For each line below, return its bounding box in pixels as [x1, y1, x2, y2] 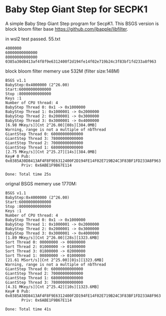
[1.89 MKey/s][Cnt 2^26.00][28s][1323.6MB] [5, 235, 100, 240]
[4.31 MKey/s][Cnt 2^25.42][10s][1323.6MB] [5, 284, 100, 289]
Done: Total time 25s [5, 172, 52, 177]
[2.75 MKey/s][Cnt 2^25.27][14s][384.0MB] [5, 149, 97, 154]
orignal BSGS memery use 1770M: [5, 180, 77, 187]
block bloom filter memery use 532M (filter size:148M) [5, 68, 120, 74]
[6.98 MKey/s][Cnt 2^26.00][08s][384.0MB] [5, 123, 97, 128]
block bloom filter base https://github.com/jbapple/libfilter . [5, 26, 129, 32]
